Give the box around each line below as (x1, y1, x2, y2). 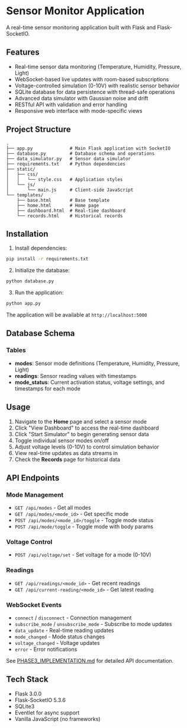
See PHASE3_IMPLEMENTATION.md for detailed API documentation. (6, 657, 174, 665)
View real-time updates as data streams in (14, 449, 118, 456)
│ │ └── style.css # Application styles (6, 176, 123, 182)
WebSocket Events (6, 600, 62, 609)
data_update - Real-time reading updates (14, 627, 114, 634)
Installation (6, 228, 49, 239)
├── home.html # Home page (17, 202, 99, 208)
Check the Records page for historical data (14, 456, 120, 463)
